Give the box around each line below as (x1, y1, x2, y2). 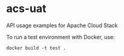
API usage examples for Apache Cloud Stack (6, 22, 118, 29)
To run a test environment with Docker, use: (6, 33, 115, 40)
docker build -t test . (6, 45, 67, 51)
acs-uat (6, 2, 47, 16)
